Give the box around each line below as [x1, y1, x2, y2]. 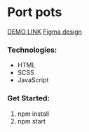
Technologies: [7, 45, 57, 55]
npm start [17, 117, 46, 125]
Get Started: [7, 93, 50, 103]
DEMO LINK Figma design [7, 27, 83, 36]
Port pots [7, 4, 62, 20]
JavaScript [17, 76, 49, 84]
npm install [17, 110, 50, 118]
